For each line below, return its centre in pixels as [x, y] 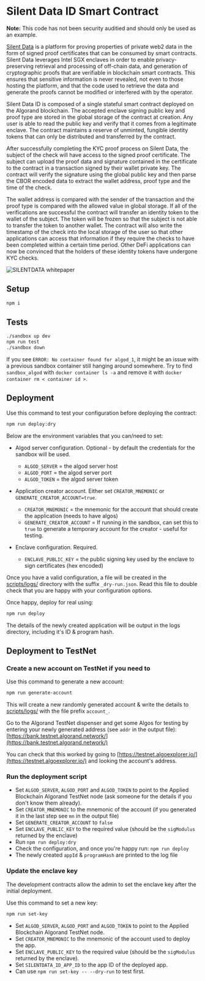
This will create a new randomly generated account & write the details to [98, 705]
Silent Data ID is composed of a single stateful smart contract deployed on [100, 104]
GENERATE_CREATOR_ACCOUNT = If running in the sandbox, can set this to [111, 522]
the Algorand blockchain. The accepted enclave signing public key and [96, 110]
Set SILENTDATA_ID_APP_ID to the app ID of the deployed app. [91, 964]
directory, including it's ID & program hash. [60, 631]
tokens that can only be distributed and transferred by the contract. [91, 137]
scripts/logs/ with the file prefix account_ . [58, 711]
